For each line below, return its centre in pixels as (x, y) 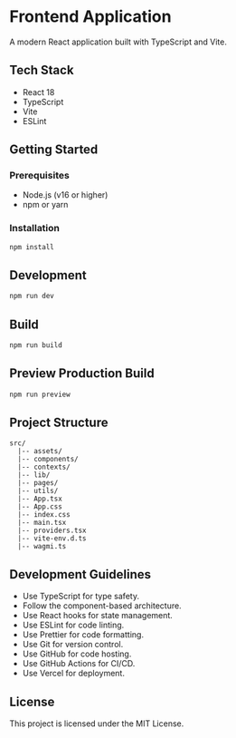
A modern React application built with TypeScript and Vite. (118, 42)
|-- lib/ (34, 475)
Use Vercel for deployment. (73, 674)
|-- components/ (48, 460)
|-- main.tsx (42, 523)
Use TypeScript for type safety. (81, 597)
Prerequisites (39, 176)
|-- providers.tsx (52, 531)
